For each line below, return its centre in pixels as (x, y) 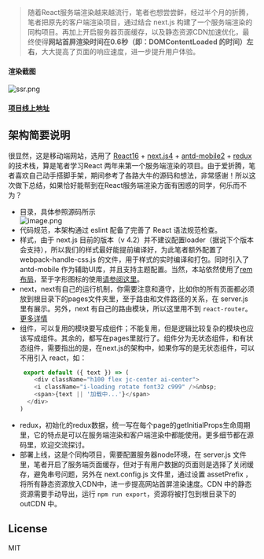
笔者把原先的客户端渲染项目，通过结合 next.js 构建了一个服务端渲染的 (140, 22)
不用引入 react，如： (53, 358)
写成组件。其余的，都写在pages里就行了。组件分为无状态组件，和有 (136, 338)
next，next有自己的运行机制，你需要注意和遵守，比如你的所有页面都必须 (137, 289)
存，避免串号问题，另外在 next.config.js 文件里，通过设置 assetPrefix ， (136, 474)
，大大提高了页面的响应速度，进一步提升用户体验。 (117, 51)
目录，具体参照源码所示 (57, 211)
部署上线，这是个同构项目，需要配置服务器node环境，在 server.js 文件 (133, 454)
